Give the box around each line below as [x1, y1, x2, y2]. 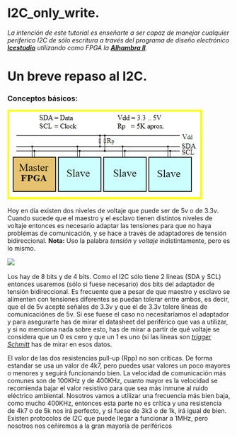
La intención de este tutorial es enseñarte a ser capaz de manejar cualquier [7, 28, 230, 37]
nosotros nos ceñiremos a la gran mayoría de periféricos [7, 421, 172, 430]
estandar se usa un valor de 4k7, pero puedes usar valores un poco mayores [7, 361, 231, 370]
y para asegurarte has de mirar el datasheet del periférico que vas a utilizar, [7, 317, 229, 327]
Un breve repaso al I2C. [7, 69, 147, 84]
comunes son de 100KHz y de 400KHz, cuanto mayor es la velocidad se [7, 377, 218, 385]
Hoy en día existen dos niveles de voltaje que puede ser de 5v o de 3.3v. [7, 207, 219, 215]
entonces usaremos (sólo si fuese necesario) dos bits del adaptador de [7, 280, 215, 288]
